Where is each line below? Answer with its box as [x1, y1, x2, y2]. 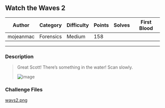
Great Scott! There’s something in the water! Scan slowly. [17, 64, 133, 71]
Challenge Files [5, 86, 43, 93]
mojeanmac [7, 33, 35, 40]
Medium [66, 33, 86, 40]
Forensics [39, 33, 62, 40]
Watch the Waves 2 [5, 4, 66, 12]
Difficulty [66, 22, 89, 29]
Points [93, 22, 109, 29]
